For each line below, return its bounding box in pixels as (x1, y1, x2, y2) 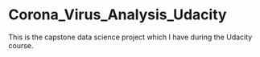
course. (8, 40, 34, 50)
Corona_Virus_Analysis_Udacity (8, 6, 227, 24)
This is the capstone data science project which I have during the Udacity (8, 32, 253, 42)
